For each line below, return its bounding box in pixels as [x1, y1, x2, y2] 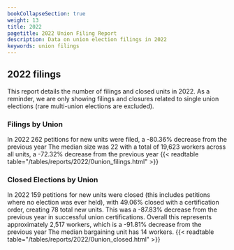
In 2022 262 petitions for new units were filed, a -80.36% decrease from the [7, 135, 227, 144]
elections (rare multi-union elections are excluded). [7, 102, 155, 110]
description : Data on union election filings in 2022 [7, 36, 168, 43]
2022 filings [7, 68, 61, 80]
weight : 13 [7, 17, 39, 24]
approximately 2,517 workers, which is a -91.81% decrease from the [7, 221, 202, 229]
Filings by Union [7, 119, 64, 129]
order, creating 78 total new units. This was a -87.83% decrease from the [7, 205, 218, 214]
